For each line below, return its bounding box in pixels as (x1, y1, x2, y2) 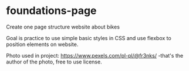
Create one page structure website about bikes (6, 23, 120, 30)
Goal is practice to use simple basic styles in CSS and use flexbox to (6, 34, 171, 41)
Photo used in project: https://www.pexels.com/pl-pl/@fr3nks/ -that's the (6, 52, 184, 59)
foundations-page (6, 4, 97, 17)
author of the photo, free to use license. (6, 58, 102, 65)
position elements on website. (6, 41, 79, 48)
